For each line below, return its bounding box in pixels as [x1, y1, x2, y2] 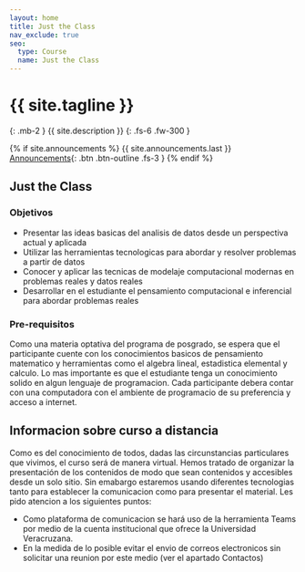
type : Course [17, 47, 67, 57]
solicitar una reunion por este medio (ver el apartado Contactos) [22, 552, 264, 563]
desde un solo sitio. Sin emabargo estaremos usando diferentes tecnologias [9, 476, 294, 487]
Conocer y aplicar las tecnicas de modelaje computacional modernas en [22, 265, 294, 276]
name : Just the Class [17, 56, 100, 65]
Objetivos [9, 206, 54, 219]
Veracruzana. [22, 533, 74, 544]
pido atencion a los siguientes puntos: [9, 495, 152, 506]
